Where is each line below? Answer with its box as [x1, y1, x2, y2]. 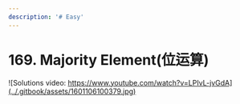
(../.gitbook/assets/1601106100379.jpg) [8, 86, 136, 96]
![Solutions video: [8, 78, 67, 87]
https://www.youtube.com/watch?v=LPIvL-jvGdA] [67, 78, 233, 87]
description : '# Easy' [8, 13, 84, 21]
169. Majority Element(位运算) [8, 50, 209, 69]
